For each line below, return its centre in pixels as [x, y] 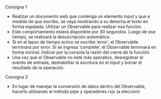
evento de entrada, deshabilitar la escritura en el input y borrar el [77, 63]
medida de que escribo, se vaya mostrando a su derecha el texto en [80, 21]
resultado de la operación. [38, 68]
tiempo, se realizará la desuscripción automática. [61, 37]
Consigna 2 [16, 77]
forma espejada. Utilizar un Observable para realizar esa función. [77, 27]
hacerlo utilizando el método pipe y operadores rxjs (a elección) [76, 92]
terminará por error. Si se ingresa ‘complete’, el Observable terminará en [84, 47]
